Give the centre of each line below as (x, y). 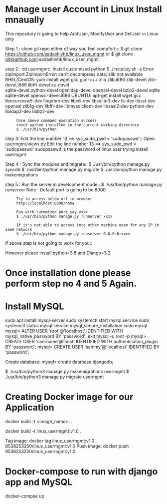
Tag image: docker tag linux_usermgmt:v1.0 (50, 441)
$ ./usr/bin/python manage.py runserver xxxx (64, 216)
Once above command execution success (57, 120)
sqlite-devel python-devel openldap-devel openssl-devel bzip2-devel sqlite (83, 90)
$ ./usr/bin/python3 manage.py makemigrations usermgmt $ (67, 372)
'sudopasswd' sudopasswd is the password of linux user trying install (77, 149)
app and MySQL (39, 482)
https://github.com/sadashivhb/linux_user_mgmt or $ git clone (69, 54)
